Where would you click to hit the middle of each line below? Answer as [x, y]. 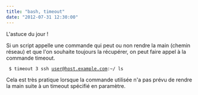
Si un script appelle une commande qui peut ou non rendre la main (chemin [98, 45]
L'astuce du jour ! [27, 34]
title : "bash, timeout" [36, 12]
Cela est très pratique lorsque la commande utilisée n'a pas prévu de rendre [99, 80]
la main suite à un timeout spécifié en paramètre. [66, 86]
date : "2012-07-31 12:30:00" [42, 17]
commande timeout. [31, 58]
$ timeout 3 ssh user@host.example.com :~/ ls [66, 68]
